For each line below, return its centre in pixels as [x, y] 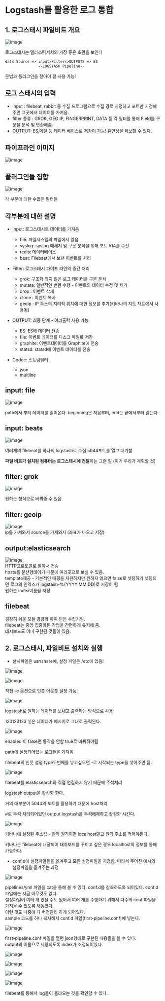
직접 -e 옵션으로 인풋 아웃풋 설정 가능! [41, 691]
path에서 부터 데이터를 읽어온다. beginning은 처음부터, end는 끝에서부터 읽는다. [82, 412]
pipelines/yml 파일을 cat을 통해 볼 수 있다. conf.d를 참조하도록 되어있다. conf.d [82, 887]
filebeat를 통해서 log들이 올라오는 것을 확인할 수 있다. [57, 993]
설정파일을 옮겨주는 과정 [35, 867]
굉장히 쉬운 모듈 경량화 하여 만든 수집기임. [45, 619]
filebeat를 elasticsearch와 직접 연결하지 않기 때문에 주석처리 [64, 782]
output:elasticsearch [38, 548]
